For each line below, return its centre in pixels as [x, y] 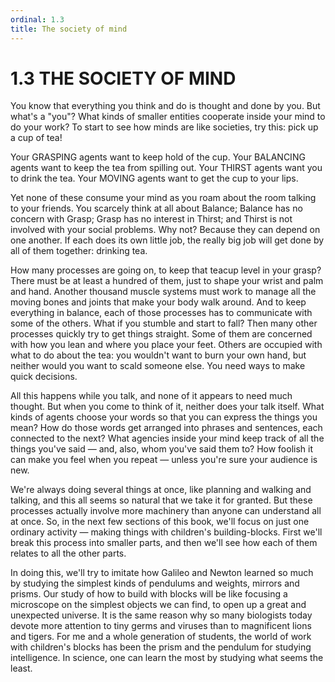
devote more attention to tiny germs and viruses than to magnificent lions [161, 626]
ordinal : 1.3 [37, 19]
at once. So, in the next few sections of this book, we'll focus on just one [160, 522]
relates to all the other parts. [68, 553]
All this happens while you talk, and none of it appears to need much [151, 396]
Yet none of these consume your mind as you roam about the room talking [163, 198]
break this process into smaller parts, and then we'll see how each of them [164, 543]
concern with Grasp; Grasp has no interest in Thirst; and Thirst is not [151, 219]
